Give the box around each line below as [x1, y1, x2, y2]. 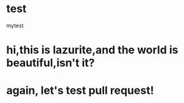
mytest [6, 22, 24, 29]
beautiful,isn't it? [6, 56, 95, 70]
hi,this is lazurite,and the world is [6, 43, 179, 57]
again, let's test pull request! [6, 84, 154, 98]
